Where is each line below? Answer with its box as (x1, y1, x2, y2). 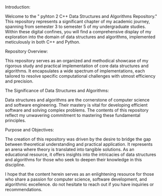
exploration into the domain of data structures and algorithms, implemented (5, 34, 156, 40)
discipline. (5, 162, 26, 168)
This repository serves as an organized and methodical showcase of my (5, 58, 148, 63)
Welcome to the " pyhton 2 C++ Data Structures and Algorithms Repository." (5, 14, 157, 19)
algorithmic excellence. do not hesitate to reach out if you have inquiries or (5, 182, 154, 187)
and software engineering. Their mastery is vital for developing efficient (5, 102, 148, 108)
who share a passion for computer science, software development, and (5, 176, 147, 182)
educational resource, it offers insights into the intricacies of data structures (5, 152, 156, 157)
